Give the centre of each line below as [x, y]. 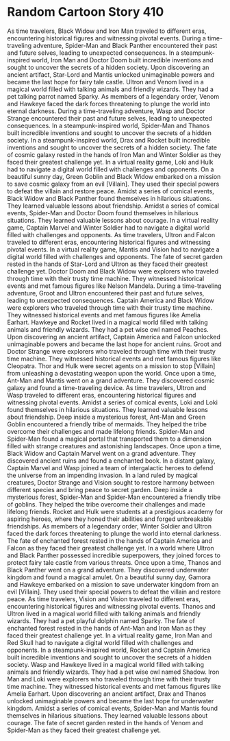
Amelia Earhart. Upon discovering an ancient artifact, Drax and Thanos [107, 694]
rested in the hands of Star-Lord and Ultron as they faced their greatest [107, 264]
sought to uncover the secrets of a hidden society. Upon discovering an [108, 67]
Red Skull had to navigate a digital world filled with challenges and [100, 642]
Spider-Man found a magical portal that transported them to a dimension [110, 439]
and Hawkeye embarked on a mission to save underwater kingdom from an [113, 584]
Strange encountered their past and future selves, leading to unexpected [110, 118]
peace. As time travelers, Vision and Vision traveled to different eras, [104, 599]
